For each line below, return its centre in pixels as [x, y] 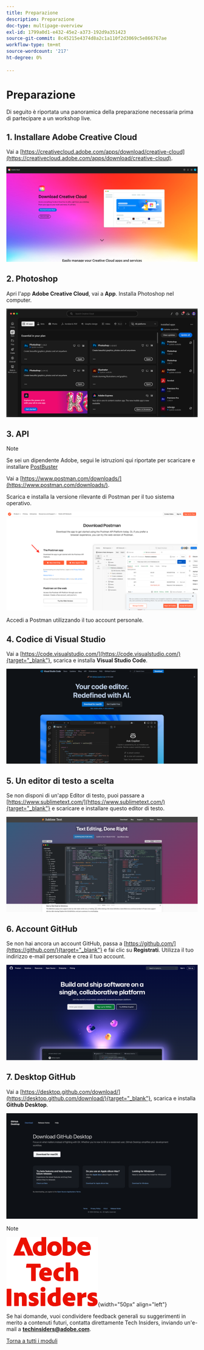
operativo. [19, 503]
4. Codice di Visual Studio [56, 639]
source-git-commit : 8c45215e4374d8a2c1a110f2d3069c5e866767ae [87, 39]
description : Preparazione [40, 19]
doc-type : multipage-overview [45, 26]
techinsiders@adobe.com [56, 1329]
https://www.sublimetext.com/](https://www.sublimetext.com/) [87, 802]
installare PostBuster [32, 467]
